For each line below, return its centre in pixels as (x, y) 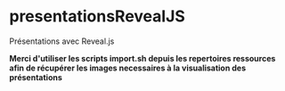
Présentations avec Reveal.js (62, 41)
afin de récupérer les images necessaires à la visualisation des (128, 68)
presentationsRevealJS (97, 17)
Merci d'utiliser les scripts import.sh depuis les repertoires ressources (142, 58)
